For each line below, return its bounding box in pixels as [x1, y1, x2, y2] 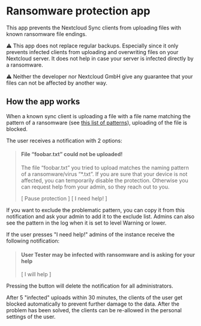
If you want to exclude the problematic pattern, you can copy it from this [6, 206, 185, 214]
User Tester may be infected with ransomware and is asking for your [20, 251, 195, 258]
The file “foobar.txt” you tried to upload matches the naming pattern [20, 164, 189, 171]
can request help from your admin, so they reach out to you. [20, 183, 170, 190]
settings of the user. [6, 313, 56, 321]
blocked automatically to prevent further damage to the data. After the [6, 300, 180, 307]
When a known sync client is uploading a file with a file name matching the [6, 112, 191, 119]
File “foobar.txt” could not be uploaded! [20, 151, 123, 158]
